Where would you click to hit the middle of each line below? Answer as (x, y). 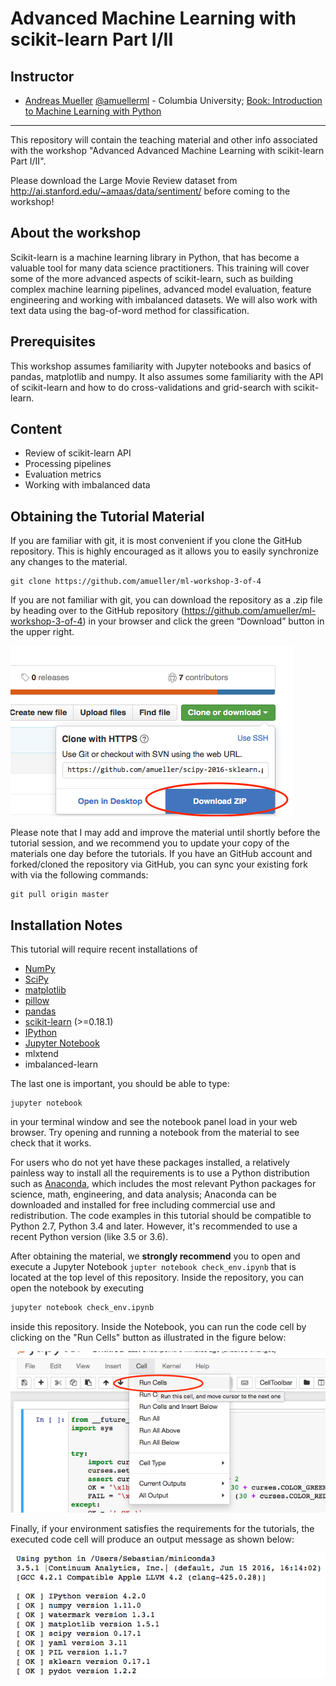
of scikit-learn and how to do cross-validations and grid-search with (151, 387)
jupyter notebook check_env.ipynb (82, 1308)
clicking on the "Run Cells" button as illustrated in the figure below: (148, 1337)
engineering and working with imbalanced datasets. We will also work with (164, 299)
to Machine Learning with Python (93, 111)
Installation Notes (66, 925)
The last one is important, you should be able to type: (120, 1084)
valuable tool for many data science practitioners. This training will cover (160, 268)
